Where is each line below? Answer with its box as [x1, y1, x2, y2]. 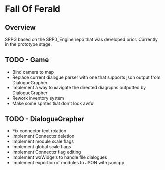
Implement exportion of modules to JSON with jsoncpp [12, 159, 125, 165]
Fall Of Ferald [5, 3, 61, 15]
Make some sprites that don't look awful [12, 100, 95, 106]
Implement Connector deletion [12, 133, 75, 139]
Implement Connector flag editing [12, 149, 81, 155]
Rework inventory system [12, 95, 64, 101]
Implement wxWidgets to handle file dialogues [12, 154, 107, 160]
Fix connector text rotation [12, 127, 67, 134]
